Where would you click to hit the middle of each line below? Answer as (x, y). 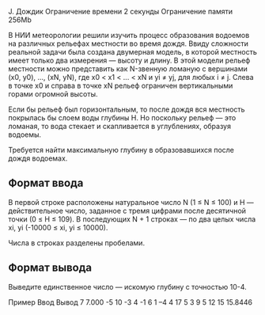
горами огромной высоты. (53, 94)
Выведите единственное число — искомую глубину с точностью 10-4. (127, 287)
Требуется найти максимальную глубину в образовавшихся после (121, 150)
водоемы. (25, 135)
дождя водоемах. (38, 158)
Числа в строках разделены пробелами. (76, 243)
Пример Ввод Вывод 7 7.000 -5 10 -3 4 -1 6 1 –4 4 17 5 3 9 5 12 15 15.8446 (131, 302)
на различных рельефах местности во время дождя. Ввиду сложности (129, 44)
